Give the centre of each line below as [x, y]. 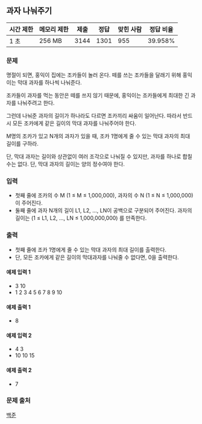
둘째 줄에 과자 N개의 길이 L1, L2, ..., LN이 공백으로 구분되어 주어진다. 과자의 [103, 211]
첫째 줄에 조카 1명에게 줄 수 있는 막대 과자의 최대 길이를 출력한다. [91, 249]
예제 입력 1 [19, 272]
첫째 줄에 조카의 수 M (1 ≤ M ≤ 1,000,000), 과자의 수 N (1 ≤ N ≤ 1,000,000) [104, 196]
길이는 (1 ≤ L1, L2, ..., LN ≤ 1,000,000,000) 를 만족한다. [81, 218]
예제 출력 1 [19, 307]
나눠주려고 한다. [36, 103]
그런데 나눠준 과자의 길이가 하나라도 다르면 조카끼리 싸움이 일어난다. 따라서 [94, 116]
